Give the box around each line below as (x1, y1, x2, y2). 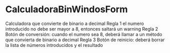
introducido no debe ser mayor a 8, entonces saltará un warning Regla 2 (5, 25, 158, 32)
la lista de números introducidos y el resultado (5, 42, 103, 48)
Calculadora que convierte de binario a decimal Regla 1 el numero (5, 20, 144, 26)
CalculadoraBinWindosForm (5, 4, 128, 15)
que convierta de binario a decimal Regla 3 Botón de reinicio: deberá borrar (5, 37, 165, 43)
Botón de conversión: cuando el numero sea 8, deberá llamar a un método (5, 31, 163, 37)
